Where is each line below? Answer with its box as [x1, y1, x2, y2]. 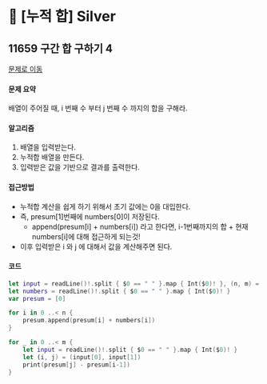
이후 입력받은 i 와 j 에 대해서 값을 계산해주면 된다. [19, 242, 173, 251]
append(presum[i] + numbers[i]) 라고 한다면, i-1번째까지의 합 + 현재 [31, 222, 249, 231]
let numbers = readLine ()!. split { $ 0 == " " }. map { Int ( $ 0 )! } [8, 287, 231, 295]
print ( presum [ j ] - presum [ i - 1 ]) [22, 361, 130, 369]
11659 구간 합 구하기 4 [8, 42, 114, 55]
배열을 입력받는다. [19, 142, 76, 152]
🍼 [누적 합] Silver [8, 7, 116, 26]
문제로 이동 [8, 65, 43, 74]
